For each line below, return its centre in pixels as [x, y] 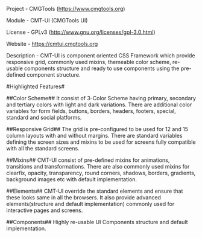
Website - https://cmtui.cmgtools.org [52, 44]
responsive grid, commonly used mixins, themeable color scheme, [89, 62]
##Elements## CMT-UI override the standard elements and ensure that [95, 191]
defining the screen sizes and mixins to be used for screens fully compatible [101, 142]
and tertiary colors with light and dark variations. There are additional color [99, 105]
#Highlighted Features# [36, 86]
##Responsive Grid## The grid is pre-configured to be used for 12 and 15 [97, 129]
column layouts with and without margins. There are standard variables [94, 136]
